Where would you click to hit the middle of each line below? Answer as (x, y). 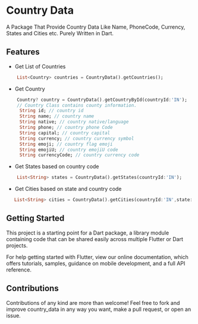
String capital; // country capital (65, 133)
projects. (17, 245)
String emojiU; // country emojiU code (69, 150)
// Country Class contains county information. (77, 105)
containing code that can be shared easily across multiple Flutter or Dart (95, 239)
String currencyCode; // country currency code (79, 155)
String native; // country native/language (74, 122)
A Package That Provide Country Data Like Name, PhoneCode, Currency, (96, 27)
